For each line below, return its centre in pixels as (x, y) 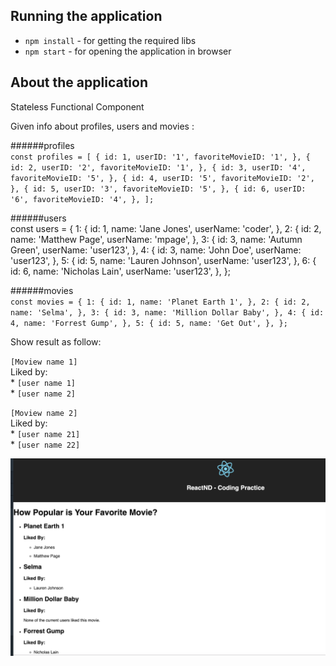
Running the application (86, 16)
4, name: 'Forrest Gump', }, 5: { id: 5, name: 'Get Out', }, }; (149, 323)
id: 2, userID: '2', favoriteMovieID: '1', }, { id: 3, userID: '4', (158, 167)
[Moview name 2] (44, 413)
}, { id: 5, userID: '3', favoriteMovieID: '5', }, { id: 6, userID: (158, 189)
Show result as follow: (56, 341)
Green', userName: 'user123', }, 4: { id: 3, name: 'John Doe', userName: (156, 250)
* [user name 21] (45, 433)
